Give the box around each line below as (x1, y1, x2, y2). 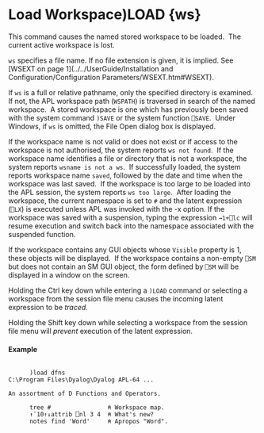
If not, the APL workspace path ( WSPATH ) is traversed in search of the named (8, 96, 256, 105)
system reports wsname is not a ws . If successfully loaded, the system (8, 162, 241, 171)
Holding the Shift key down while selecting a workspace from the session (8, 317, 248, 327)
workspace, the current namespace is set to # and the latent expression (8, 196, 243, 205)
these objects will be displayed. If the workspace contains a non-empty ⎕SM (8, 253, 256, 262)
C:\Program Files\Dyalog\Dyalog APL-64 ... (8, 376, 155, 384)
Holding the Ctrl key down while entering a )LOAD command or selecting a (8, 285, 248, 295)
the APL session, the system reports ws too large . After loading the (8, 187, 231, 197)
